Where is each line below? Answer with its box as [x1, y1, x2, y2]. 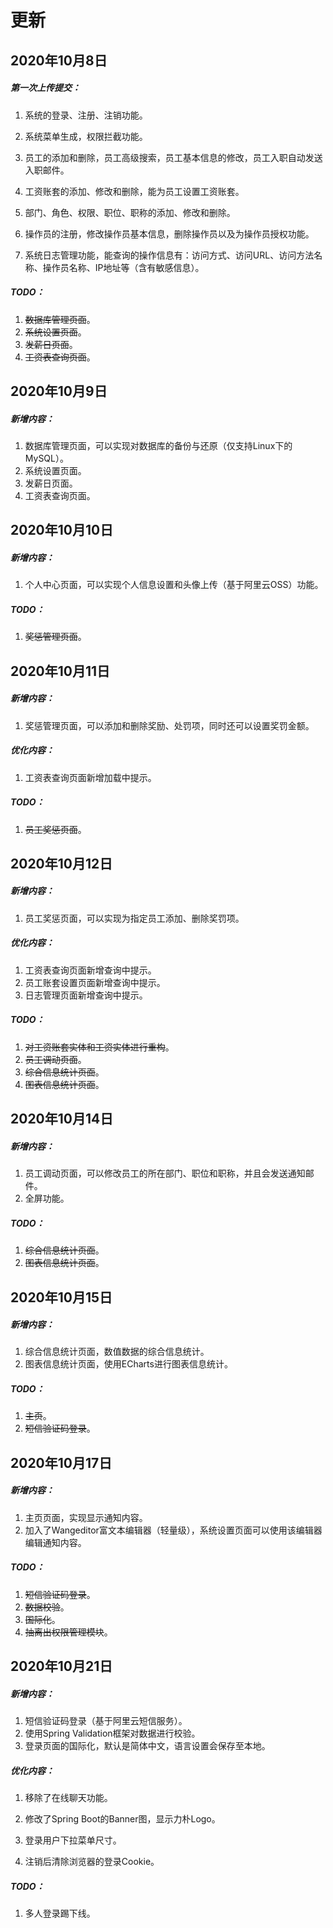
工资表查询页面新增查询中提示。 [24, 964, 157, 976]
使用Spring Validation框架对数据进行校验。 [24, 1727, 201, 1740]
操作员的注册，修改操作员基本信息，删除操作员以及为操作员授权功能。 [24, 227, 315, 240]
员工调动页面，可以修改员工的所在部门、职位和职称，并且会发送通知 [24, 1167, 306, 1180]
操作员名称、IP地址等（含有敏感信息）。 [42, 261, 205, 273]
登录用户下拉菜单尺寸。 [24, 1834, 122, 1846]
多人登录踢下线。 [24, 1907, 96, 1920]
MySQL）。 [24, 452, 69, 464]
